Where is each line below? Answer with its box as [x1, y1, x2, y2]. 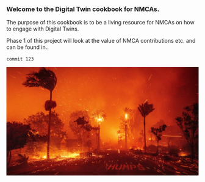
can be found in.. [6, 43, 49, 51]
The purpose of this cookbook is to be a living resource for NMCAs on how [6, 19, 195, 26]
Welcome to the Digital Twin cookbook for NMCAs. [6, 5, 160, 13]
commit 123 [6, 56, 34, 62]
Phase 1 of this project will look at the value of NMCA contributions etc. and [6, 37, 196, 45]
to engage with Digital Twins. [6, 25, 79, 32]
